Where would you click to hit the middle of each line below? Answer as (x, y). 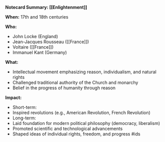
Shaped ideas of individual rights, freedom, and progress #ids (76, 134)
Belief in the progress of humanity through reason (64, 88)
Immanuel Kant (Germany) (40, 52)
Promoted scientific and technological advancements (67, 128)
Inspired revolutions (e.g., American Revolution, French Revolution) (81, 113)
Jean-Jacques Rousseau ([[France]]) (51, 42)
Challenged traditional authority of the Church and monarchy (75, 83)
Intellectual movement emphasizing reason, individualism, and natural (84, 72)
